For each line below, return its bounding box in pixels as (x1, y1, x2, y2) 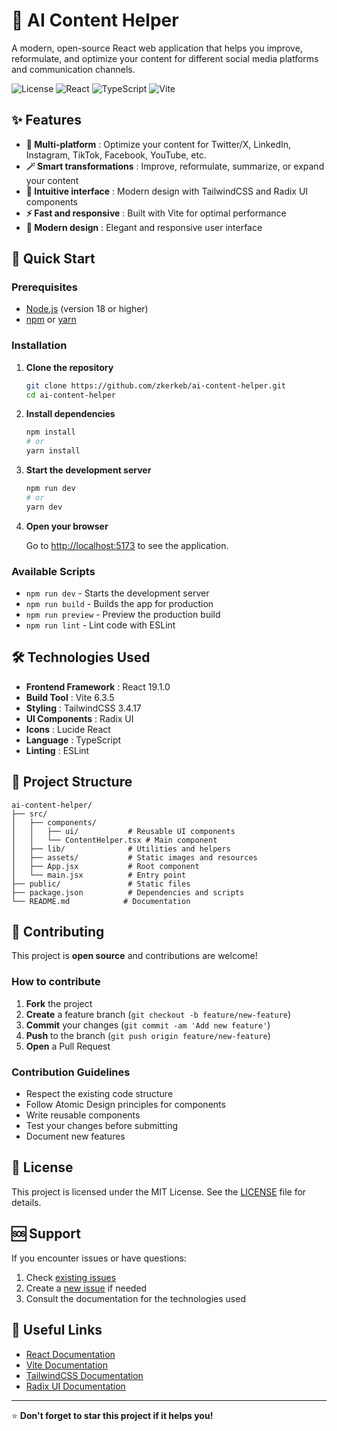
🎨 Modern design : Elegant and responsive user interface (25, 221, 263, 233)
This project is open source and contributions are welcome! (11, 950, 258, 962)
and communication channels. (11, 63, 136, 75)
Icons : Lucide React (25, 723, 111, 735)
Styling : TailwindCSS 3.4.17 (25, 702, 142, 714)
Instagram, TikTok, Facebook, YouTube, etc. (25, 149, 207, 161)
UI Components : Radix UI (25, 712, 134, 724)
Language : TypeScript (25, 734, 122, 746)
